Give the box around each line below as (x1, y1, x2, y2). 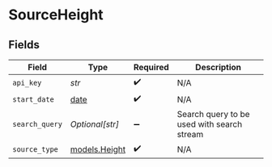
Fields (8, 38, 40, 52)
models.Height (70, 144, 126, 155)
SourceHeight (8, 6, 104, 24)
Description (195, 62, 241, 73)
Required (133, 62, 170, 73)
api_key (12, 78, 42, 87)
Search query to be (176, 109, 250, 119)
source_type (12, 144, 59, 154)
